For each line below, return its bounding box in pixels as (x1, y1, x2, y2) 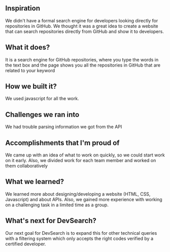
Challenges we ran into (5, 110, 80, 119)
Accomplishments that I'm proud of (5, 138, 120, 147)
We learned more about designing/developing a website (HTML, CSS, (5, 191, 151, 197)
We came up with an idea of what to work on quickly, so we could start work (5, 152, 165, 158)
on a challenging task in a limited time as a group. (5, 202, 109, 208)
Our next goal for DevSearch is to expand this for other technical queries (5, 230, 157, 236)
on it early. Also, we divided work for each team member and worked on (5, 157, 156, 164)
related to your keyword (5, 67, 55, 73)
